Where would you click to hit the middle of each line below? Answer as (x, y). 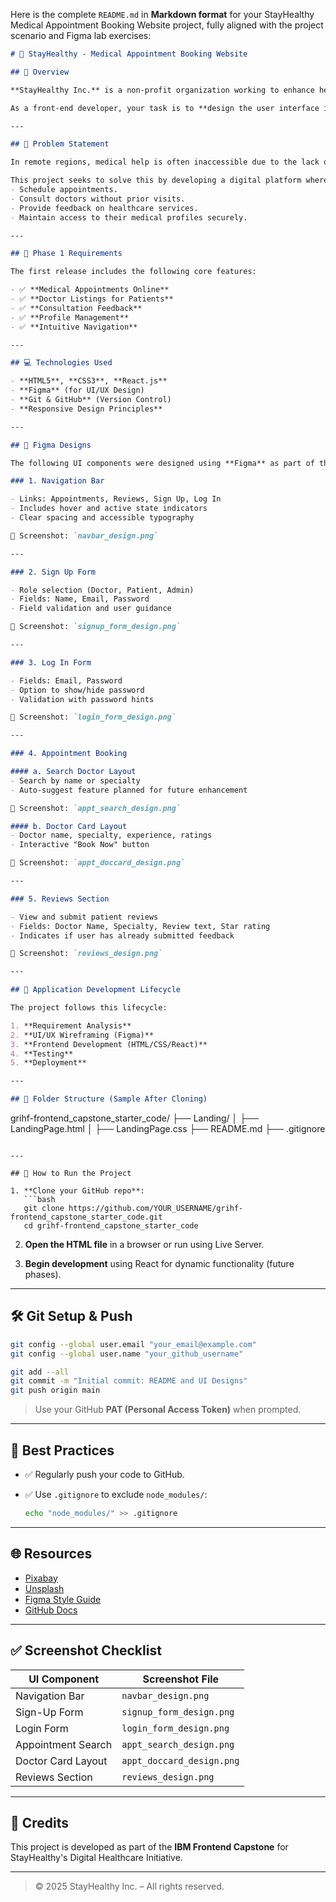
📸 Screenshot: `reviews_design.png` (86, 954)
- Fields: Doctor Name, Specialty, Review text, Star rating (140, 926)
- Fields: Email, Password (66, 680)
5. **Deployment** (48, 1063)
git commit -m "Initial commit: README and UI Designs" (129, 1381)
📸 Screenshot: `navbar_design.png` (84, 535)
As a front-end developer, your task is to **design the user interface (165, 108)
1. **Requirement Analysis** (71, 1025)
